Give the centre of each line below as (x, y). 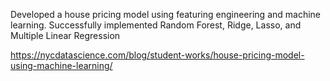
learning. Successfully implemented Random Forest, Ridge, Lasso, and (156, 25)
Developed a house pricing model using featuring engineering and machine (165, 14)
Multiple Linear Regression (65, 35)
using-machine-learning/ (61, 65)
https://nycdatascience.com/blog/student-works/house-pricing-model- (157, 55)
